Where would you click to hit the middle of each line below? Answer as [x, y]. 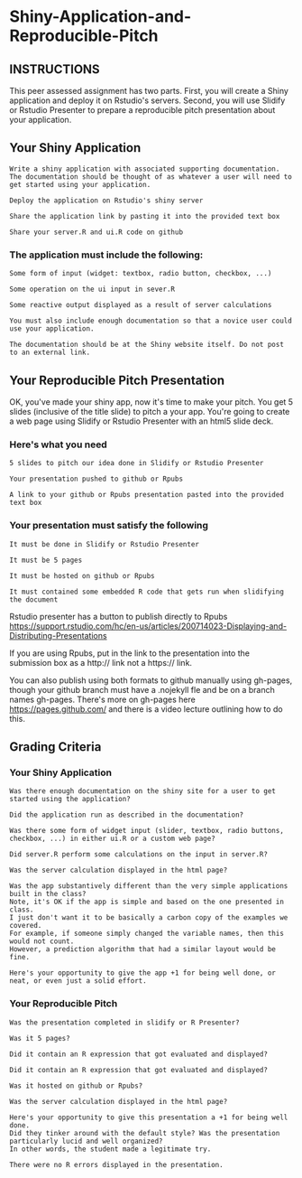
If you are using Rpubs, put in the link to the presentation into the [130, 653]
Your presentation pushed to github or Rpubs [96, 479]
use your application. [52, 329]
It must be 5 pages [46, 560]
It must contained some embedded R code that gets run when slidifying [146, 592]
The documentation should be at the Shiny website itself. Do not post [146, 345]
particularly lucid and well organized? [87, 1141]
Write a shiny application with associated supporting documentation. [145, 169]
